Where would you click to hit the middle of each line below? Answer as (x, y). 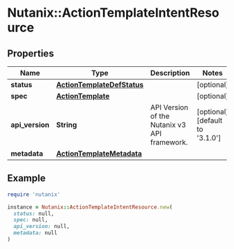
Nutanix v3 (168, 125)
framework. (169, 142)
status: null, (34, 213)
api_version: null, (42, 227)
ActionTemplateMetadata (99, 153)
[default (210, 120)
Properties (31, 53)
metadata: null (36, 233)
